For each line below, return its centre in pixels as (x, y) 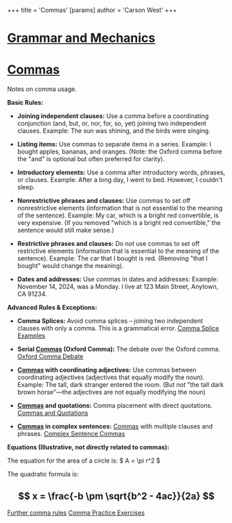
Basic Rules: (25, 103)
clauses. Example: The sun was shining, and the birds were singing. (114, 131)
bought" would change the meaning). (70, 266)
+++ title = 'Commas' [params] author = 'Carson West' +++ (92, 10)
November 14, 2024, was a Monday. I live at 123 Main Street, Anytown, (118, 287)
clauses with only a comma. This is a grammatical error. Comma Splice (118, 329)
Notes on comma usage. (42, 89)
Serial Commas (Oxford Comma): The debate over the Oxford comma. (118, 349)
